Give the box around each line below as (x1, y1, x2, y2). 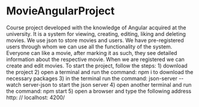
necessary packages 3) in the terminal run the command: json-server (6, 75, 178, 82)
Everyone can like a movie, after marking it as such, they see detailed (6, 49, 177, 56)
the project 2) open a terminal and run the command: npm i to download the (6, 68, 194, 75)
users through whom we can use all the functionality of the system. (6, 43, 173, 50)
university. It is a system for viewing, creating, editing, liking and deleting (6, 30, 186, 37)
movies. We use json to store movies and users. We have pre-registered (6, 36, 184, 44)
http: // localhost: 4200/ (6, 94, 65, 101)
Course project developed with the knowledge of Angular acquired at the (6, 24, 186, 31)
